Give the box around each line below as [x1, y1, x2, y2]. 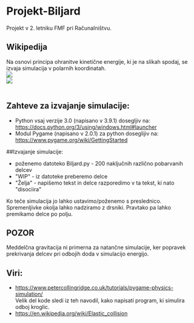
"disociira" [15, 185, 42, 192]
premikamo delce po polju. [6, 210, 73, 217]
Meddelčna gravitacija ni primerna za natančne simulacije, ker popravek [6, 244, 186, 251]
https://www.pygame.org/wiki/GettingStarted [15, 136, 128, 143]
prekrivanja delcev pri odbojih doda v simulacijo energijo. [6, 250, 149, 257]
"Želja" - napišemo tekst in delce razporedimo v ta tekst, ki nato [15, 179, 175, 186]
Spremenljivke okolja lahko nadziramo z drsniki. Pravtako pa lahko [6, 203, 172, 211]
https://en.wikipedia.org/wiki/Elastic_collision [15, 310, 128, 317]
